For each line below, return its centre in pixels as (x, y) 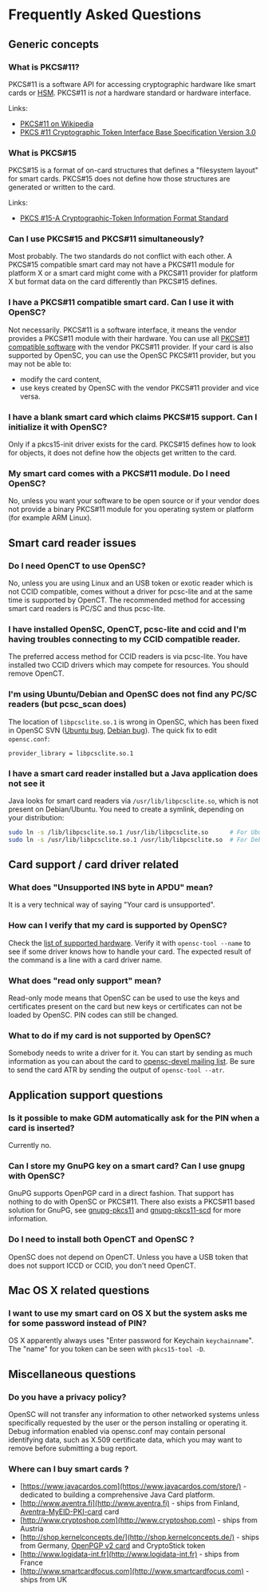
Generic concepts (54, 44)
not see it (27, 783)
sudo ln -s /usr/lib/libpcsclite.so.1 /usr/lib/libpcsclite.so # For (128, 840)
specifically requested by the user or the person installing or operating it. (128, 1423)
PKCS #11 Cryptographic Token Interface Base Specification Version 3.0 (138, 132)
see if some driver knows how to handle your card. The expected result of (130, 951)
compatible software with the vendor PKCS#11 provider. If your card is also (131, 347)
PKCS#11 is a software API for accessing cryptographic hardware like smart (132, 84)
